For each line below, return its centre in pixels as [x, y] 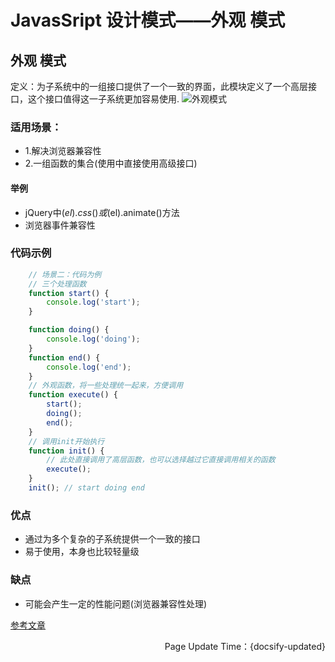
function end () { [64, 357]
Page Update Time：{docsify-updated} [245, 646]
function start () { [69, 293]
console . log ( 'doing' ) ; [93, 339]
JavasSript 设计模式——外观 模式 [148, 20]
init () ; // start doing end [86, 488]
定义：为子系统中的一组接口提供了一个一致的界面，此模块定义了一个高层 [159, 86]
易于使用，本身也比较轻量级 [82, 552]
